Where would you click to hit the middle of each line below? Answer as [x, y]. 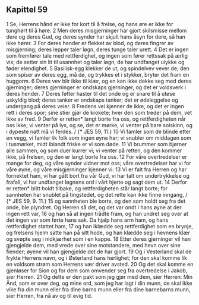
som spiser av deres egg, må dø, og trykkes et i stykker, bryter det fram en [98, 74]
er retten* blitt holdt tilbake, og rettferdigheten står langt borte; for [87, 188]
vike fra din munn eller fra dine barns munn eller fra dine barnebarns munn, [98, 289]
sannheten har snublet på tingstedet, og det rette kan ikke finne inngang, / [97, 194]
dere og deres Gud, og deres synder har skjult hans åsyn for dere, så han [96, 37]
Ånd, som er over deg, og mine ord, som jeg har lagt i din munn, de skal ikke [99, 283]
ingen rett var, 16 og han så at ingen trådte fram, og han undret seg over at [97, 213]
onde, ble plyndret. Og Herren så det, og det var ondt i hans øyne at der [94, 207]
